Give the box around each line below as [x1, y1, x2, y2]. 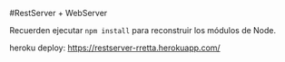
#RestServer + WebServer [9, 8, 108, 18]
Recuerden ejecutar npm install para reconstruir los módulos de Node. [9, 25, 277, 35]
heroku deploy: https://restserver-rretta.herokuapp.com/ [9, 42, 221, 53]
